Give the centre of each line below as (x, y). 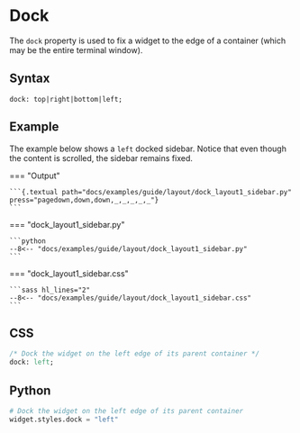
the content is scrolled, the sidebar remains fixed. (101, 158)
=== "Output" (35, 176)
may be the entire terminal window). (76, 50)
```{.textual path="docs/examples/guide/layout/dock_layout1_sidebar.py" (151, 192)
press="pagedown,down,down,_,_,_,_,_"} (84, 200)
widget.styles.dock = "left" (64, 419)
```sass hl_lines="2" (50, 290)
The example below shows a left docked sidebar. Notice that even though (148, 149)
